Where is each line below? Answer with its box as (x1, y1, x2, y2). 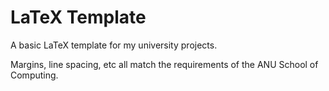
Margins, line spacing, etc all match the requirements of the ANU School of (10, 58, 319, 70)
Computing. (10, 69, 59, 81)
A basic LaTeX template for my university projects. (10, 39, 218, 51)
